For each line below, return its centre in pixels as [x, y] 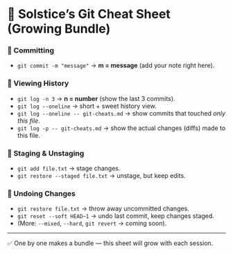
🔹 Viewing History [38, 84]
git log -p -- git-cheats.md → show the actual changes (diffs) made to [121, 128]
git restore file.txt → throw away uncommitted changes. [103, 209]
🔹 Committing [31, 51]
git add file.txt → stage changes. [69, 168]
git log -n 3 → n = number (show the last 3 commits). [96, 98]
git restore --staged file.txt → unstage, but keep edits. [101, 176]
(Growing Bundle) [59, 29]
